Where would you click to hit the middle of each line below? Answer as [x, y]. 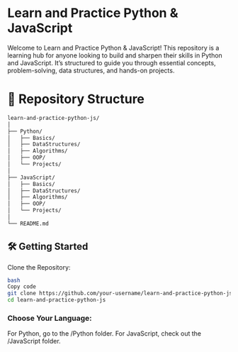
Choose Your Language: [50, 318]
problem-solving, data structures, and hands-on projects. [91, 70]
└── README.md [28, 224]
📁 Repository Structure [76, 99]
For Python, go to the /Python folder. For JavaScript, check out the [104, 334]
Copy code [22, 287]
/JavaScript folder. [34, 341]
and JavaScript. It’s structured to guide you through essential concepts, [112, 62]
